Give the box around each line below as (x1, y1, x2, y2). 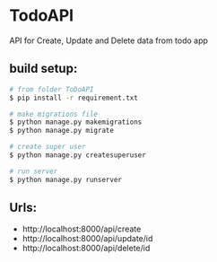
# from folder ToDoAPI (9, 84, 94, 94)
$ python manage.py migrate (9, 127, 115, 135)
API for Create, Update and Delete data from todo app (9, 35, 209, 46)
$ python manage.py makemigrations (9, 118, 143, 127)
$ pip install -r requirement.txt (9, 93, 139, 102)
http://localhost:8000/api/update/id (22, 233, 153, 244)
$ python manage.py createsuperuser (9, 151, 146, 160)
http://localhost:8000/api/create (22, 223, 142, 234)
